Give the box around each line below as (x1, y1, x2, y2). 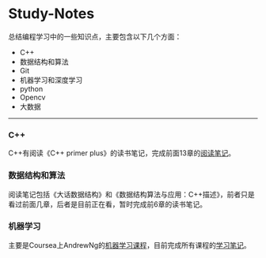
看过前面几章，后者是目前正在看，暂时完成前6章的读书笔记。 (8, 199, 207, 209)
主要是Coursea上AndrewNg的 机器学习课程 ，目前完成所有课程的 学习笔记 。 (8, 240, 251, 249)
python (19, 84, 44, 93)
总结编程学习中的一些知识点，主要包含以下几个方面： (8, 32, 182, 41)
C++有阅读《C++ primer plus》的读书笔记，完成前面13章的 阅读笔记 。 (8, 148, 236, 158)
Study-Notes (8, 5, 95, 23)
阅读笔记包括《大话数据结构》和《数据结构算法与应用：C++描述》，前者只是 (8, 189, 255, 199)
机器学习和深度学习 (19, 75, 83, 84)
